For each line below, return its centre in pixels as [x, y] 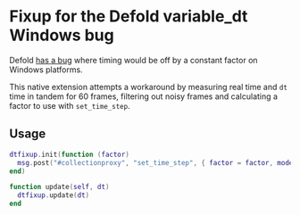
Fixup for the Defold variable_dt [129, 17]
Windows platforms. [46, 70]
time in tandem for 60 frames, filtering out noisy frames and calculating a [144, 96]
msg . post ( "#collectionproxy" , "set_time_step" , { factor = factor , [146, 162]
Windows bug [62, 35]
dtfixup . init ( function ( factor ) [69, 154]
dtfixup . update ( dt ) [54, 195]
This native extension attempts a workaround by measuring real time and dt [149, 87]
